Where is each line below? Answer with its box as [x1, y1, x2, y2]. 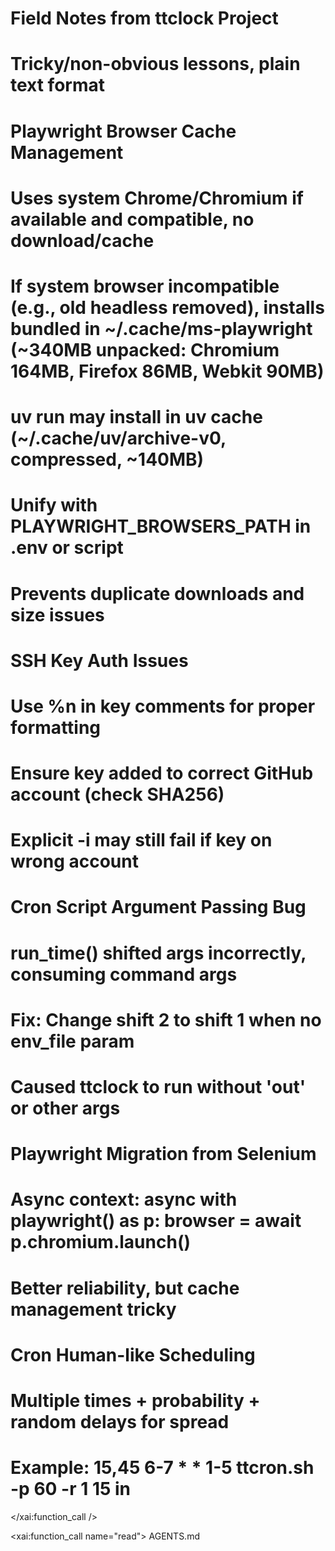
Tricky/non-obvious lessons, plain [10, 53, 301, 76]
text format [10, 74, 106, 97]
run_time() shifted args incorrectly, [10, 942, 307, 964]
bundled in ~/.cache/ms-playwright [10, 317, 313, 340]
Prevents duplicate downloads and [10, 582, 305, 605]
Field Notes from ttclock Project [10, 7, 279, 30]
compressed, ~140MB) [10, 448, 205, 471]
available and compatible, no [10, 208, 255, 231]
